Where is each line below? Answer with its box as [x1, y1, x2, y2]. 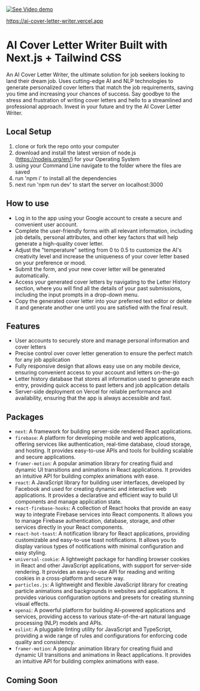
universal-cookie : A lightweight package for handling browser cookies [14, 556, 190, 563]
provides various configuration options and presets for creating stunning [14, 594, 195, 601]
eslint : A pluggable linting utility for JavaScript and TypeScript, [14, 626, 172, 633]
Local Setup [6, 127, 52, 137]
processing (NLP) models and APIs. [14, 619, 103, 627]
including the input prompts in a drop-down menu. [14, 291, 140, 298]
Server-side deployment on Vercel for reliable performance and [14, 388, 172, 395]
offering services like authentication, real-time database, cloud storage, [14, 440, 192, 448]
